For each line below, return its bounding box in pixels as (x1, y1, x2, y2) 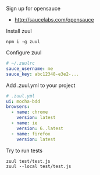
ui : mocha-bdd (6, 99, 41, 104)
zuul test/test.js (6, 158, 51, 164)
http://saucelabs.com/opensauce (14, 16, 94, 23)
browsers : (6, 104, 30, 110)
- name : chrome (11, 109, 48, 116)
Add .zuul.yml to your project (6, 82, 76, 89)
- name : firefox (11, 131, 51, 136)
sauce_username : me (6, 65, 53, 72)
